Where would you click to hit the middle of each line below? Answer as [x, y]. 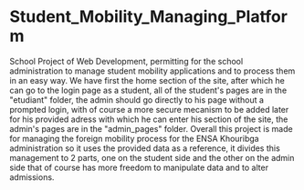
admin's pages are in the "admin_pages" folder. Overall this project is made [152, 128]
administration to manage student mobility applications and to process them [152, 71]
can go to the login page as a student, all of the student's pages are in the [148, 90]
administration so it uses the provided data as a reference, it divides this [145, 148]
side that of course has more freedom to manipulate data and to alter [139, 167]
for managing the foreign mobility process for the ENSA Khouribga [134, 138]
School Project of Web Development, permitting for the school [126, 61]
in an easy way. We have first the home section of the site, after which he [147, 80]
